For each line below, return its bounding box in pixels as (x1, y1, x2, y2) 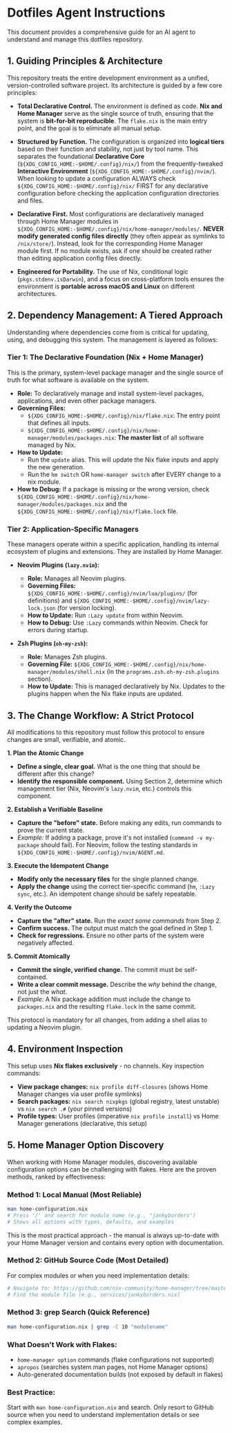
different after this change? (17, 770, 95, 778)
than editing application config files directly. (17, 254, 142, 262)
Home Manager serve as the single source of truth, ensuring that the (17, 109, 214, 117)
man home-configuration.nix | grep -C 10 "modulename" (7, 1323, 168, 1330)
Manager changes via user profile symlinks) (17, 1090, 142, 1098)
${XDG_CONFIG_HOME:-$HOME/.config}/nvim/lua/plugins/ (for (27, 589, 198, 598)
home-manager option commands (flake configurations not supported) (17, 1355, 215, 1364)
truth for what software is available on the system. (7, 376, 150, 384)
